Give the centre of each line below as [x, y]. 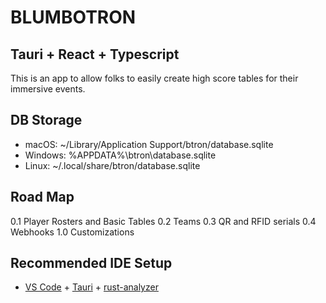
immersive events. [48, 89]
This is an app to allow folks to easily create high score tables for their [154, 78]
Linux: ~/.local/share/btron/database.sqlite [112, 165]
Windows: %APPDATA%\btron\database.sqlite [120, 155]
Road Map [42, 197]
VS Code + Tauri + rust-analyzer [91, 287]
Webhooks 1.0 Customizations [72, 232]
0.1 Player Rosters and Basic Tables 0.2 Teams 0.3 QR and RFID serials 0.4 [163, 221]
